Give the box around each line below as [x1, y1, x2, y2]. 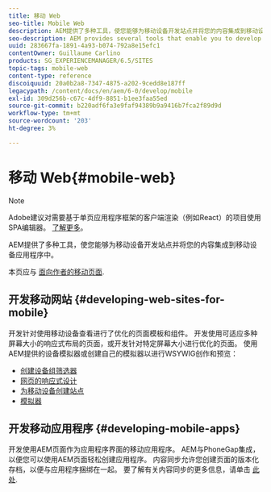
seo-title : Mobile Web [8, 19, 85, 27]
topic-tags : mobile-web [8, 65, 89, 73]
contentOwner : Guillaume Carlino [8, 49, 121, 57]
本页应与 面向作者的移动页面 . [8, 267, 105, 277]
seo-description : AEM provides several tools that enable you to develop [8, 34, 262, 43]
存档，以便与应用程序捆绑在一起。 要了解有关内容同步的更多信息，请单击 [8, 465, 251, 474]
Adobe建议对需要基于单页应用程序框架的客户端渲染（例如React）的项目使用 [8, 212, 261, 222]
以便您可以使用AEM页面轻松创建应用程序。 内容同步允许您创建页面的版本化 [8, 455, 260, 465]
